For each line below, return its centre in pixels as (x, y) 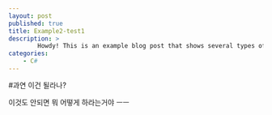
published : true (36, 23)
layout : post (30, 16)
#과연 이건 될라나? (38, 85)
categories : (28, 53)
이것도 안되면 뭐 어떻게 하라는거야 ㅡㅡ (69, 102)
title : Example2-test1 (47, 31)
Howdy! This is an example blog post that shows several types (146, 46)
